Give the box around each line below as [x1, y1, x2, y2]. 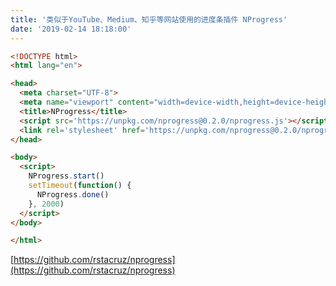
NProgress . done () [36, 189, 110, 200]
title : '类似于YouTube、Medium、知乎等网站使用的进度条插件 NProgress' [10, 14, 288, 25]
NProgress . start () [28, 171, 105, 181]
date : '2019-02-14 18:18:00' [10, 24, 132, 34]
